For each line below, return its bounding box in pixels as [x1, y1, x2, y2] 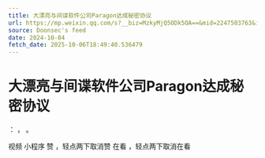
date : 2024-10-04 [8, 33, 65, 42]
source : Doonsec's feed [8, 26, 87, 34]
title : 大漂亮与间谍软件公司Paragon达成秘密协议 [8, 11, 152, 20]
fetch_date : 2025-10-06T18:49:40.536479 [8, 41, 144, 49]
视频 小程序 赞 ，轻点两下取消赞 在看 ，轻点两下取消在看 [8, 141, 191, 151]
